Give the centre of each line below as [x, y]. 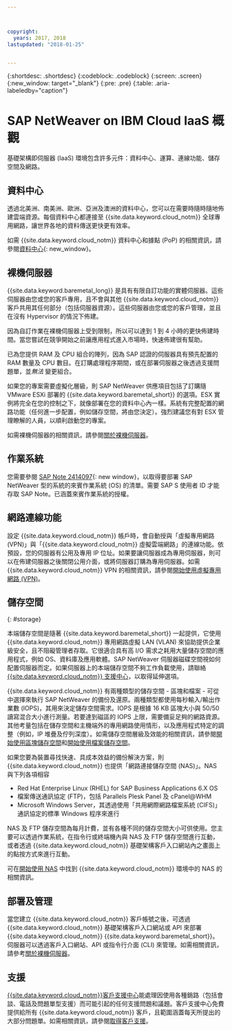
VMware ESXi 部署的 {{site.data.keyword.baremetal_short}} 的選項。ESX [110, 394]
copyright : [23, 32]
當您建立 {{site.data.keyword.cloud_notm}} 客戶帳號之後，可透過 [99, 919]
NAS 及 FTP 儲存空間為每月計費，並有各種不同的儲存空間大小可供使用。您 [112, 828]
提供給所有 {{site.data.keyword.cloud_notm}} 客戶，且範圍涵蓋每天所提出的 [114, 1012]
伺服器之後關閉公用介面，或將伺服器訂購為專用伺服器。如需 [115, 561]
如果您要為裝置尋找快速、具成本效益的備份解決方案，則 [85, 757]
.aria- [162, 83]
